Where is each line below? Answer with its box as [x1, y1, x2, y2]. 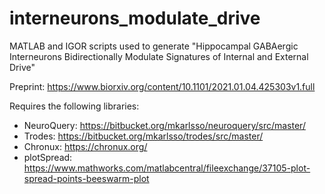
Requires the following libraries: [9, 100, 140, 112]
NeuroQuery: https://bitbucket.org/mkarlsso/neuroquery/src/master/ [23, 119, 306, 131]
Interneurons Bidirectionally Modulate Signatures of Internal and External [9, 50, 309, 62]
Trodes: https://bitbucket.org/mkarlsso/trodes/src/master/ [23, 130, 264, 142]
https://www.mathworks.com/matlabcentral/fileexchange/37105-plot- [23, 162, 311, 174]
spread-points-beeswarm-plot [23, 172, 150, 184]
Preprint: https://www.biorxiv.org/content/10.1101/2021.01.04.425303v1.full [9, 80, 316, 92]
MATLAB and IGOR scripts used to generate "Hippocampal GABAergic [9, 40, 299, 52]
